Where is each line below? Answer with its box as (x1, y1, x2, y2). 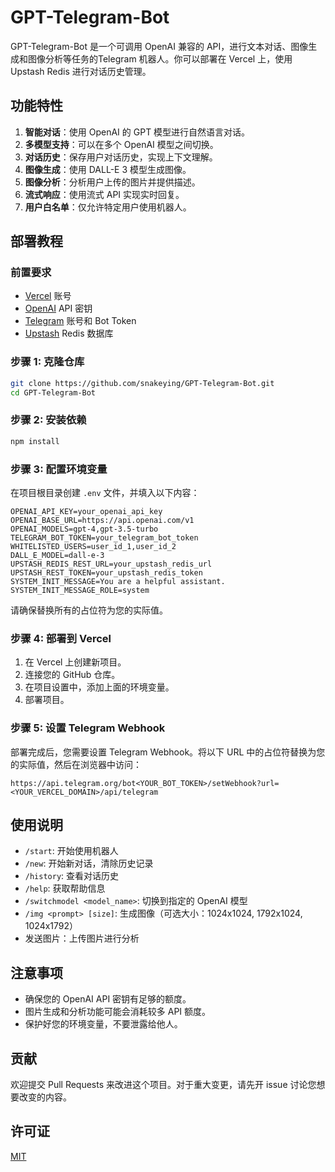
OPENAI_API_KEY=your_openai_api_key (10, 506, 163, 516)
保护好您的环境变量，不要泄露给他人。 (24, 1018, 183, 1030)
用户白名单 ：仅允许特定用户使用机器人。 (24, 201, 192, 213)
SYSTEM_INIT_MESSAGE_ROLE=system (10, 585, 150, 595)
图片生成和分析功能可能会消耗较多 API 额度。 (24, 1006, 212, 1018)
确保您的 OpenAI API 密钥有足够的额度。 (24, 993, 192, 1005)
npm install (10, 436, 60, 446)
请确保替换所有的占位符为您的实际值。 (10, 604, 168, 616)
